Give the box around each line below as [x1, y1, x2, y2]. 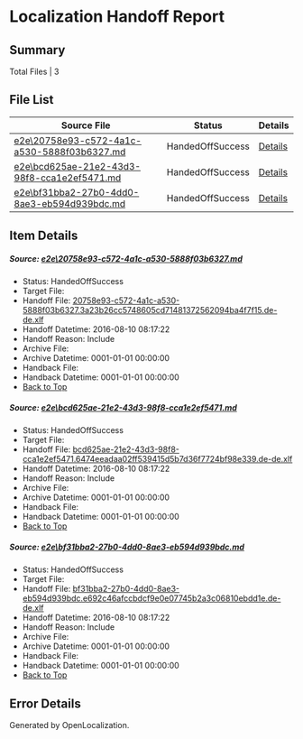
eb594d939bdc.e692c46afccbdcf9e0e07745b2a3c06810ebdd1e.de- [22, 593, 281, 604]
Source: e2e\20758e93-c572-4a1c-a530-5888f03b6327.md [9, 253, 243, 263]
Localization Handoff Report [9, 6, 225, 27]
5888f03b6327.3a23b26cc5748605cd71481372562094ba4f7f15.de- [22, 305, 278, 316]
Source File [60, 119, 111, 132]
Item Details [9, 228, 78, 244]
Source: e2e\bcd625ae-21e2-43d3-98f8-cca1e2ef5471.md [9, 402, 237, 412]
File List [9, 92, 54, 107]
